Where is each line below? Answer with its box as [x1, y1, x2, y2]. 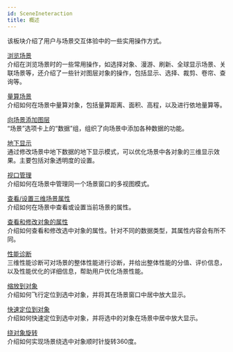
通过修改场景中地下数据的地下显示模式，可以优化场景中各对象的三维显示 [7, 147, 214, 156]
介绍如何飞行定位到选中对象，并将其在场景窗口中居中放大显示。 [7, 290, 189, 299]
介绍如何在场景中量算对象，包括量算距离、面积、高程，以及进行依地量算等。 [7, 100, 226, 109]
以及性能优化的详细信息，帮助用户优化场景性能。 [7, 267, 147, 275]
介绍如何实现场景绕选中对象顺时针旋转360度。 [7, 337, 141, 345]
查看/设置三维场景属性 [7, 194, 71, 202]
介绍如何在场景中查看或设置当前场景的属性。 [7, 202, 135, 211]
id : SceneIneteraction [7, 10, 73, 17]
